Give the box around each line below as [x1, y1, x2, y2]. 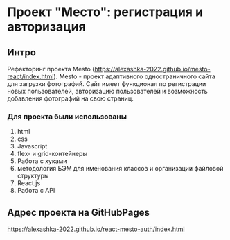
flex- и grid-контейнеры [17, 150, 88, 158]
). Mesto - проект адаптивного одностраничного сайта [53, 72, 216, 80]
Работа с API [17, 187, 55, 195]
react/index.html [7, 72, 54, 80]
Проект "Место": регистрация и [7, 4, 203, 20]
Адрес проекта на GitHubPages [7, 206, 150, 218]
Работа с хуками [17, 157, 67, 165]
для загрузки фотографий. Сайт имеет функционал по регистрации [7, 80, 206, 87]
